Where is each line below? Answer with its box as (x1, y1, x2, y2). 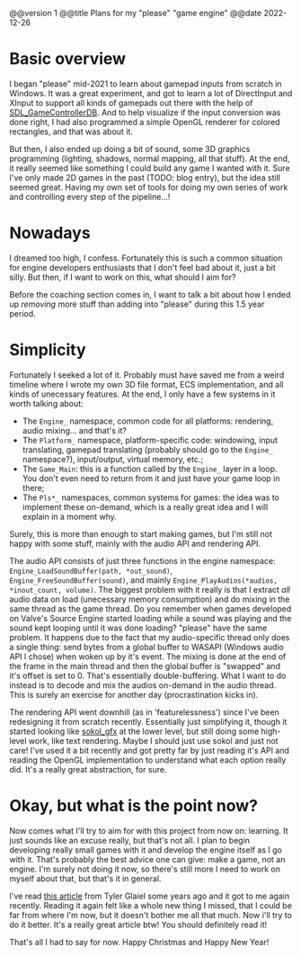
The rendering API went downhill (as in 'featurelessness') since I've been (9, 706, 280, 718)
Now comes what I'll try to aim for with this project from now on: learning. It (9, 825, 289, 835)
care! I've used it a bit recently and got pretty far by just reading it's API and (9, 745, 290, 755)
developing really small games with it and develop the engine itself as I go (9, 844, 283, 855)
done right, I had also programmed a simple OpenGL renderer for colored (9, 116, 280, 127)
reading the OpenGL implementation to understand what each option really (9, 755, 287, 765)
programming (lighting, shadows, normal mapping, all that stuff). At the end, (9, 153, 290, 164)
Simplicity (9, 340, 87, 361)
